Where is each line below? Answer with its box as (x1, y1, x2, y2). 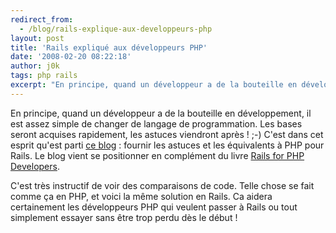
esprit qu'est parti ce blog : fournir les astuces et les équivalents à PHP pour (10, 139, 325, 151)
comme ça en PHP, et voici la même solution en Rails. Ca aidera (10, 190, 273, 202)
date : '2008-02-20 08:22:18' (10, 52, 132, 62)
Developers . (10, 160, 60, 172)
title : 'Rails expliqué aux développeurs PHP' (10, 42, 208, 53)
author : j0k (10, 61, 60, 71)
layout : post (10, 33, 65, 43)
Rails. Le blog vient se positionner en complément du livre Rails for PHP (10, 149, 305, 161)
